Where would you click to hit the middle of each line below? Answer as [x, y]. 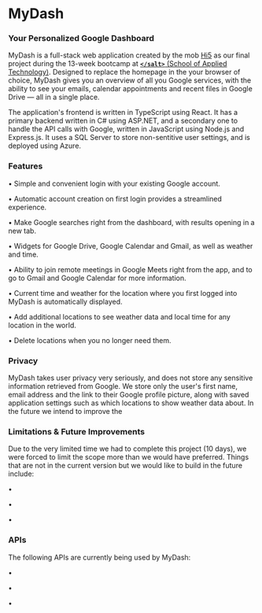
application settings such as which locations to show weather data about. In [131, 403]
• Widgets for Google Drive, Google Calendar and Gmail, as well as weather [131, 246]
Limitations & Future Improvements [77, 432]
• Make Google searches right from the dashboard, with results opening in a [131, 222]
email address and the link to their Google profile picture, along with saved [129, 395]
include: [21, 474]
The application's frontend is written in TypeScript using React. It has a [123, 113]
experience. [28, 207]
